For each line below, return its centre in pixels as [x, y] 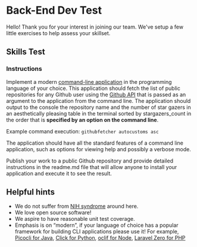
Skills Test [26, 52]
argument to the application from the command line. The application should [98, 101]
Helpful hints [31, 192]
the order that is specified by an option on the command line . [82, 120]
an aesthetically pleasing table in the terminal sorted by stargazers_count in [99, 113]
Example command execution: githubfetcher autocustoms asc [82, 131]
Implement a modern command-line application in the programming [89, 82]
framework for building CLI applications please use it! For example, [97, 232]
